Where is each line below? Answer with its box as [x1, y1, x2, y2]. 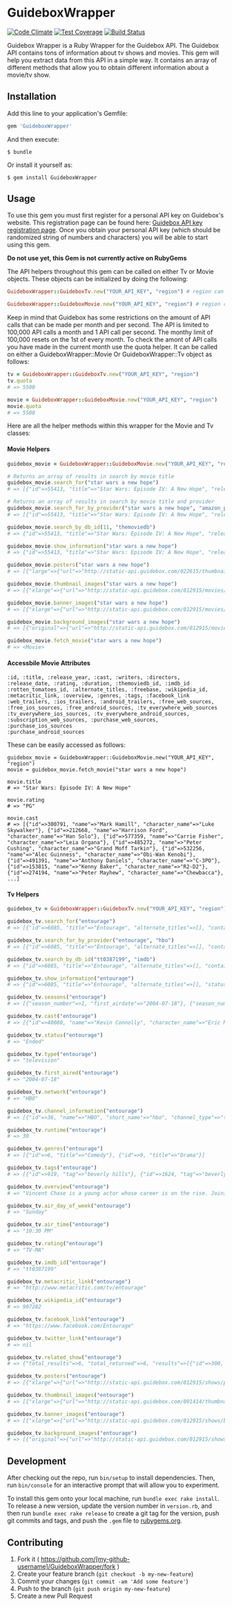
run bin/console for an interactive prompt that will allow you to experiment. [7, 1481, 220, 1489]
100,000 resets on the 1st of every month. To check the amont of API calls [7, 335, 217, 344]
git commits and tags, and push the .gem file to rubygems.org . [7, 1516, 183, 1525]
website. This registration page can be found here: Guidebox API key [7, 218, 203, 227]
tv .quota [7, 378, 32, 385]
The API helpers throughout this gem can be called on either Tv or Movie [7, 267, 214, 276]
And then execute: [7, 135, 59, 143]
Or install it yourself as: [7, 161, 72, 169]
